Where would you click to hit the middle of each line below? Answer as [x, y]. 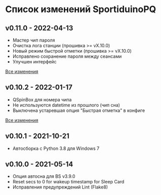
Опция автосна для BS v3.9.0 [44, 176]
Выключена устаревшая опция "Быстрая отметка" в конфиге [79, 110]
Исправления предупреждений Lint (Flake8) [60, 187]
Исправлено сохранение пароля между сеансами [67, 56]
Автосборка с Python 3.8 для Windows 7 [56, 148]
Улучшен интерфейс [34, 62]
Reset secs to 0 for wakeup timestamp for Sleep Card [68, 182]
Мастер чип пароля [34, 40]
